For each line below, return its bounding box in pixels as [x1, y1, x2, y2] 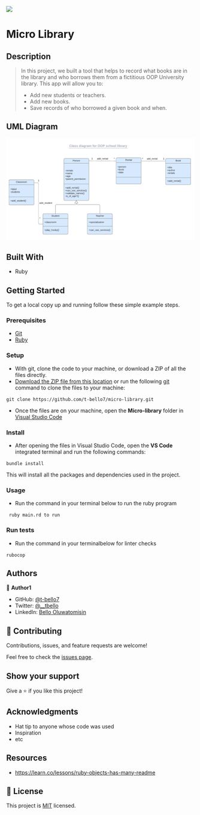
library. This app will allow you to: [20, 80, 104, 87]
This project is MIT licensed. [6, 802, 76, 810]
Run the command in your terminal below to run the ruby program [14, 500, 177, 507]
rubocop [6, 552, 26, 558]
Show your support [6, 671, 80, 681]
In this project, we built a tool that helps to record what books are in [20, 67, 187, 74]
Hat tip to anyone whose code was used [14, 723, 114, 730]
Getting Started [6, 285, 65, 295]
